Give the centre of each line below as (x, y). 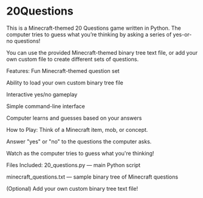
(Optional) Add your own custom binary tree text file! (72, 188)
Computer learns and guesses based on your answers (74, 118)
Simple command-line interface (46, 106)
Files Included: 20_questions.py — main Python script (74, 165)
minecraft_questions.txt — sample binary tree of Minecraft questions (92, 177)
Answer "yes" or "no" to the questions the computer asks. (79, 142)
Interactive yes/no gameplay (42, 94)
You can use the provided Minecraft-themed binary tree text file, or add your (102, 52)
